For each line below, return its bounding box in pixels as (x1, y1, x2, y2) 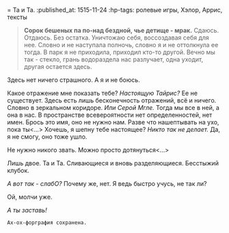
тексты (7, 13, 27, 21)
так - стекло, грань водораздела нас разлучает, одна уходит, (23, 55, 204, 64)
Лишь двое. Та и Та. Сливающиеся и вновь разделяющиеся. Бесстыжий (7, 159, 219, 167)
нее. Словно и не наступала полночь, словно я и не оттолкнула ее (23, 41, 219, 49)
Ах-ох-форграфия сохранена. (7, 219, 87, 226)
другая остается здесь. (23, 63, 92, 70)
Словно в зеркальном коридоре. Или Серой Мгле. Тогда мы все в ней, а (7, 104, 220, 111)
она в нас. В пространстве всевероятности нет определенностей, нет (7, 111, 213, 119)
